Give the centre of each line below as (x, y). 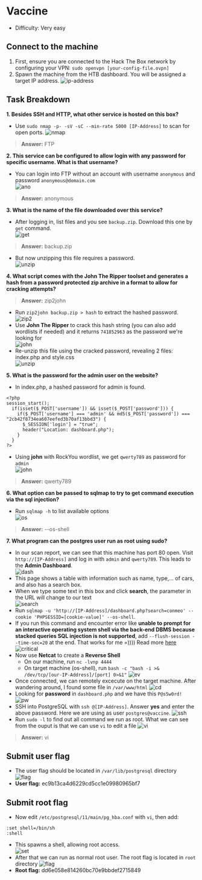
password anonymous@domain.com (55, 180)
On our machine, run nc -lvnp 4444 (68, 662)
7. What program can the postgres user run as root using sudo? (87, 541)
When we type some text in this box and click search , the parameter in (103, 591)
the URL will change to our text (53, 597)
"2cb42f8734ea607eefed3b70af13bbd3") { (56, 419)
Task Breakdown (38, 100)
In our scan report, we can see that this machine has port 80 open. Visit (104, 552)
